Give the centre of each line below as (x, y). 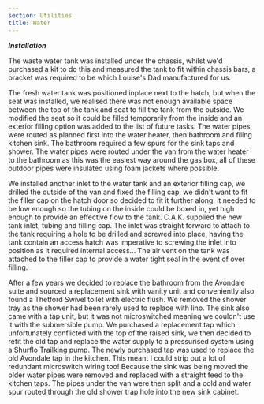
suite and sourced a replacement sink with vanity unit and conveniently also (131, 291)
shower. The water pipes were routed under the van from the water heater (128, 151)
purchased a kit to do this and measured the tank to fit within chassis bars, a (132, 69)
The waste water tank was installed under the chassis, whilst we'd (115, 61)
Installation (27, 45)
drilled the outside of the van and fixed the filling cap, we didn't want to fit (128, 192)
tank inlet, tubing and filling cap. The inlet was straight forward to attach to (129, 225)
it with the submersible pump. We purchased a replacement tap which (122, 324)
